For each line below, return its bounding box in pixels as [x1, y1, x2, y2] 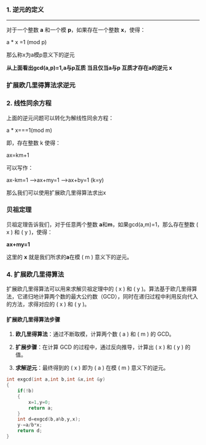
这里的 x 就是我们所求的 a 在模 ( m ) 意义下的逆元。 [6, 253, 133, 261]
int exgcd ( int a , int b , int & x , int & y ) [6, 376, 105, 382]
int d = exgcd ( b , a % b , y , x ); [17, 416, 81, 422]
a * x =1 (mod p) [6, 39, 47, 46]
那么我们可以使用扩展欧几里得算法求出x [6, 189, 106, 196]
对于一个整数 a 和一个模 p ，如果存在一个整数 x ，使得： [6, 26, 146, 34]
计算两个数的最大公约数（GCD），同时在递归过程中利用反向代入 [38, 293, 198, 300]
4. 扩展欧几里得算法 [6, 270, 64, 278]
